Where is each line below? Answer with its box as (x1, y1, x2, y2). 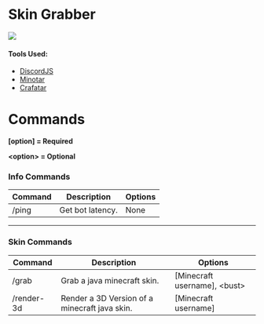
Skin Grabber (8, 5, 96, 24)
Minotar (19, 75, 46, 84)
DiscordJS (19, 67, 53, 76)
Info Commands (8, 171, 71, 182)
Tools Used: (8, 49, 49, 58)
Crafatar (19, 83, 47, 93)
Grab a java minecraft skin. (60, 275, 159, 286)
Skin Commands (8, 237, 72, 248)
